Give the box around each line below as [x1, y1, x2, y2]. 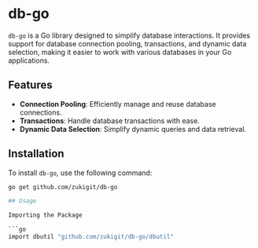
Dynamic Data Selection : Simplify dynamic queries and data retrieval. [19, 124, 246, 133]
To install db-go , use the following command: [8, 168, 153, 177]
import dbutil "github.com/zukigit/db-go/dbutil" [8, 233, 175, 241]
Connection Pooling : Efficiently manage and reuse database [19, 99, 216, 108]
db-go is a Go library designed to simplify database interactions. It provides [8, 31, 251, 40]
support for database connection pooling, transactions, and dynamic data [8, 38, 247, 48]
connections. [19, 108, 62, 117]
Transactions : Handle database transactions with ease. [19, 115, 201, 126]
